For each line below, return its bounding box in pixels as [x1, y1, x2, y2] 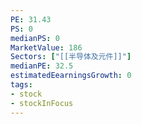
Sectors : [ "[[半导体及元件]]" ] [10, 52, 132, 62]
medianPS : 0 [10, 33, 60, 43]
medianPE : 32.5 [10, 61, 74, 71]
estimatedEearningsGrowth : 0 [10, 71, 132, 81]
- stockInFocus [10, 98, 74, 108]
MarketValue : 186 [10, 42, 83, 53]
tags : [10, 80, 33, 90]
